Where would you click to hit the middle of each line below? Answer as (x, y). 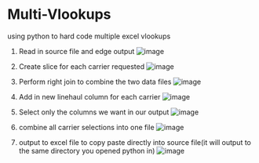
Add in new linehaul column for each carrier (89, 96)
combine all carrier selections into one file (86, 127)
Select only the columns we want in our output (94, 112)
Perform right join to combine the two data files (95, 81)
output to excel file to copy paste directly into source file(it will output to (135, 142)
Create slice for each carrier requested (82, 66)
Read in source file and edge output (77, 51)
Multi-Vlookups (59, 14)
